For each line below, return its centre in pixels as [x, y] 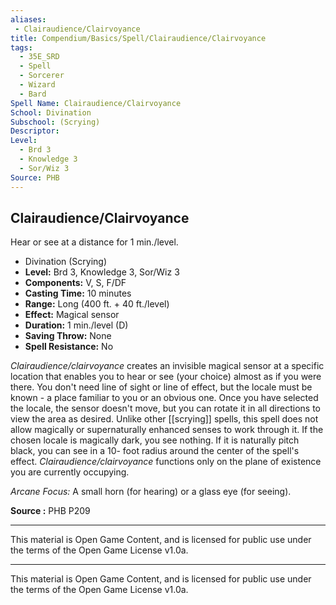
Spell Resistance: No [69, 347]
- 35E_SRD [39, 57]
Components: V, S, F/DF [75, 283]
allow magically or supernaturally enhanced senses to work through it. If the [167, 430]
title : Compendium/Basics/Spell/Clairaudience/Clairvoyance [138, 38]
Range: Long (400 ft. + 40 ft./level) [97, 304]
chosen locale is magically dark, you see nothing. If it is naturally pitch [155, 440]
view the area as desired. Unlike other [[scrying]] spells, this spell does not [164, 419]
